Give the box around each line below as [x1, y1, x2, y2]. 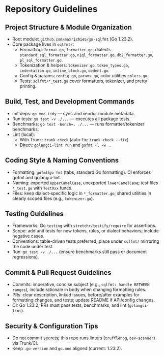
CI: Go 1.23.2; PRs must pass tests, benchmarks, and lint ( [12, 302, 129, 308]
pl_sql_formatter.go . [19, 57, 63, 63]
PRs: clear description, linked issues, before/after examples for [12, 292, 140, 298]
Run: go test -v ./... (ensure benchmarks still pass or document [12, 249, 147, 255]
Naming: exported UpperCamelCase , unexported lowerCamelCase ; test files [12, 180, 159, 186]
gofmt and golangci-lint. [12, 174, 61, 180]
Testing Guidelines [5, 210, 64, 218]
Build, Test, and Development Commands [5, 97, 135, 106]
